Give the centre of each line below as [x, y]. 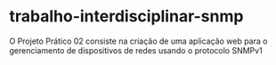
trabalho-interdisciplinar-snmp [126, 16]
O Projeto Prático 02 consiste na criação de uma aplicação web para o [138, 41]
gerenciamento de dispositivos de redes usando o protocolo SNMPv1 [136, 50]
